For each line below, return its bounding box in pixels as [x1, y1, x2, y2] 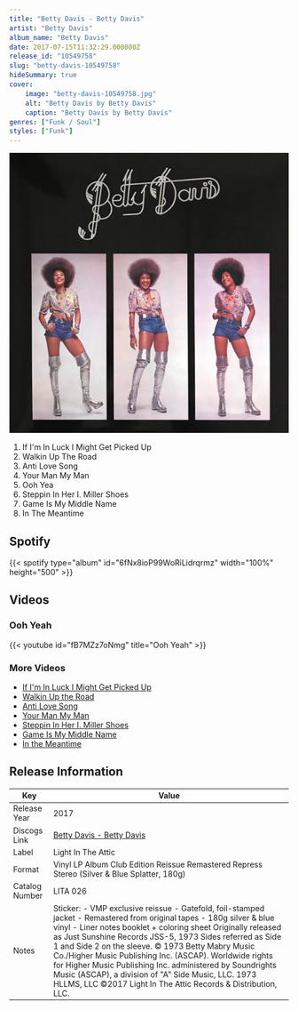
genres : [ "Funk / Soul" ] [9, 117, 101, 126]
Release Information [9, 765, 124, 780]
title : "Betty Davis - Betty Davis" [9, 14, 145, 23]
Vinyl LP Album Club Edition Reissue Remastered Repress [52, 859, 263, 870]
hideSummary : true [9, 71, 77, 80]
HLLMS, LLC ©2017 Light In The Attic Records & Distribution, [52, 978, 278, 989]
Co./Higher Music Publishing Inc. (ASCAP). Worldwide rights [52, 950, 273, 960]
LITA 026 [52, 886, 87, 896]
